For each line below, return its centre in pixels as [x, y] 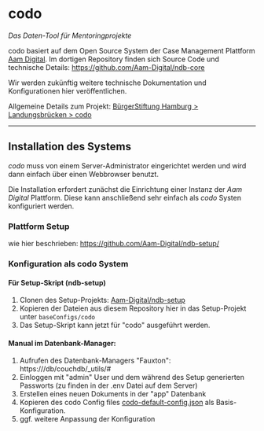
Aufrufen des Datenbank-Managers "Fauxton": [95, 361]
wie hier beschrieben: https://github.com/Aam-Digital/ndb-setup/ [114, 244]
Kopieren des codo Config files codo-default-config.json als [117, 403]
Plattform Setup [39, 227]
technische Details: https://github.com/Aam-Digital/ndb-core [106, 67]
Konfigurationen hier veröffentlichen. [68, 90]
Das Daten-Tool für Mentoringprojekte [70, 35]
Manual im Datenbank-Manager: [62, 343]
